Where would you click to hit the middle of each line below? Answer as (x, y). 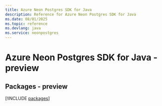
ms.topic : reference (27, 24)
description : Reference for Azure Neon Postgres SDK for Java (71, 14)
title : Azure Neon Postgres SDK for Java (49, 10)
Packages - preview (36, 86)
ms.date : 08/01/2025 (27, 19)
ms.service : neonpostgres (32, 33)
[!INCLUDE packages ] (27, 98)
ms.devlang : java (23, 28)
